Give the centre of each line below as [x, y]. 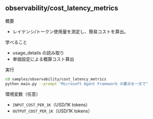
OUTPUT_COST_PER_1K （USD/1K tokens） [52, 111]
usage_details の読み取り [38, 52]
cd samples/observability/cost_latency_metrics [56, 79]
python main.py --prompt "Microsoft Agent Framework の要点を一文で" [77, 84]
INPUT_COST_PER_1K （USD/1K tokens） [51, 104]
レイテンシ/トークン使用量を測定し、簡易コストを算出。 [70, 31]
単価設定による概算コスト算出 [43, 59]
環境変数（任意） [23, 94]
